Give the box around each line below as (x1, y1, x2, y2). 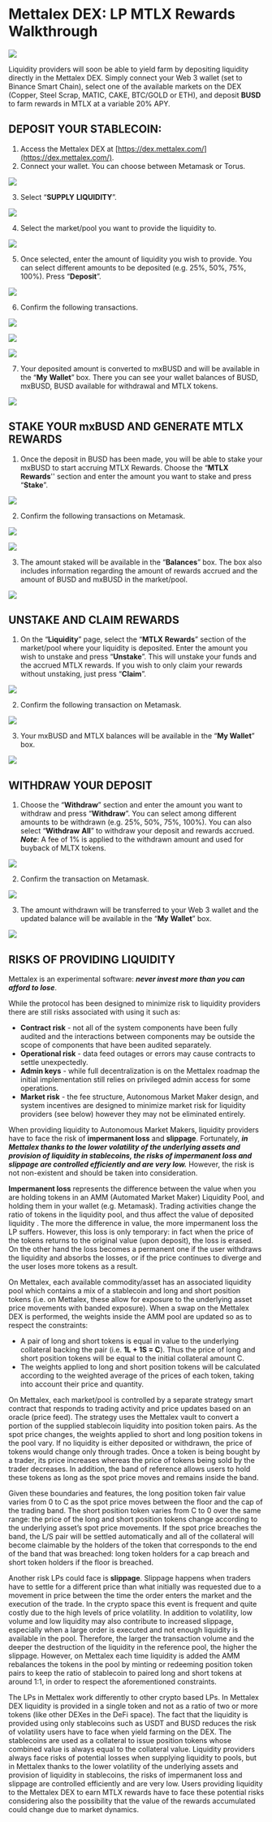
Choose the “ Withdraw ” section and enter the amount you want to (19, 800, 244, 810)
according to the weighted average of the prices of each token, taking (19, 1370, 254, 1380)
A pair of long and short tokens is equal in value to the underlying (19, 1336, 240, 1345)
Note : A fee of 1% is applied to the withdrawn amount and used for (19, 834, 244, 845)
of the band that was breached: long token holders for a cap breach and (8, 1549, 250, 1558)
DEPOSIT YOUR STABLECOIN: (8, 123, 162, 136)
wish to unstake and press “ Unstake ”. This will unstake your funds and (19, 651, 257, 662)
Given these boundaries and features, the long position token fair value (8, 1488, 246, 1498)
